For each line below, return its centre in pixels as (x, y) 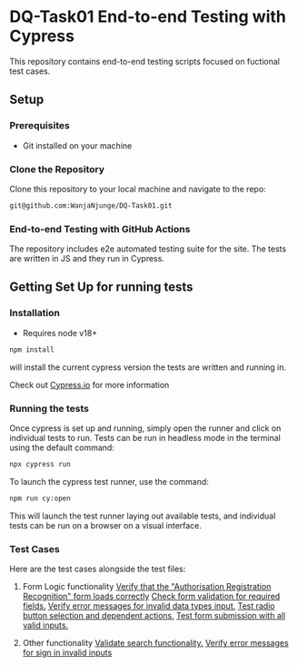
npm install (32, 349)
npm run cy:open (40, 498)
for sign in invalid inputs (67, 652)
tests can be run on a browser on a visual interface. (106, 525)
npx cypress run (40, 464)
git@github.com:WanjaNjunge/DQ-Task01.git (91, 205)
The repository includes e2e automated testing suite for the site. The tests (148, 249)
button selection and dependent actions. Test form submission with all (154, 616)
